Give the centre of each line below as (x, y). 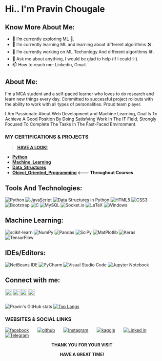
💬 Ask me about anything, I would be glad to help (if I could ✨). (75, 59)
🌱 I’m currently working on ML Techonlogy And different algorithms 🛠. (83, 52)
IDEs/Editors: (26, 253)
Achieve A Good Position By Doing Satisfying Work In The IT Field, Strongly (81, 119)
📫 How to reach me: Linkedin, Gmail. (50, 64)
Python (20, 157)
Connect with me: (33, 280)
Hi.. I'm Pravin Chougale (55, 9)
